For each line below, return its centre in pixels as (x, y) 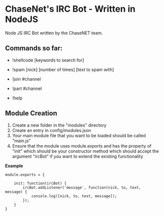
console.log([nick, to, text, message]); (74, 196)
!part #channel (27, 88)
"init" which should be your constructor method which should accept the (85, 151)
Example (14, 166)
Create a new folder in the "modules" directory (59, 125)
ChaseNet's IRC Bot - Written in (70, 9)
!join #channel (26, 79)
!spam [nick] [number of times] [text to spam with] (63, 69)
